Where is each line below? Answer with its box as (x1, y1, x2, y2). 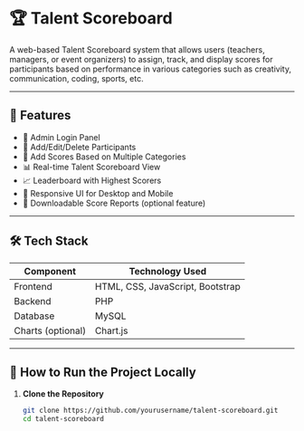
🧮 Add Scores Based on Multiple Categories (22, 151, 186, 162)
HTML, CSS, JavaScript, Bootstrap (94, 280, 242, 292)
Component (24, 264, 77, 277)
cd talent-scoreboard (22, 415, 104, 424)
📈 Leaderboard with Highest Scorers (22, 175, 162, 186)
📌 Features (9, 108, 71, 123)
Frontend (14, 280, 52, 292)
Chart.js (94, 324, 128, 337)
